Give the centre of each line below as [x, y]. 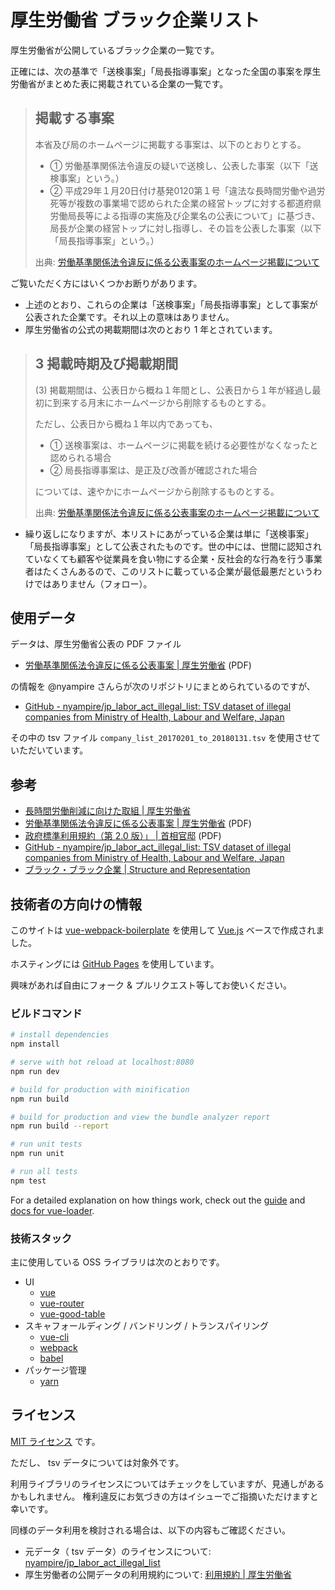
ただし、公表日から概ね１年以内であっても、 [126, 423]
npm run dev [35, 1071]
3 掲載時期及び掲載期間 [106, 364]
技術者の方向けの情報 [76, 904]
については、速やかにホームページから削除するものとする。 [157, 491]
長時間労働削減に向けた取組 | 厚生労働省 [108, 811]
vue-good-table [72, 1314]
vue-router [62, 1303]
